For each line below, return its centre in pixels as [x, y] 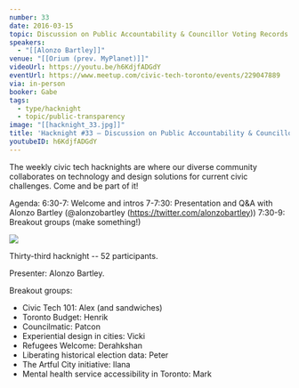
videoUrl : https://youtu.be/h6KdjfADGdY [85, 68]
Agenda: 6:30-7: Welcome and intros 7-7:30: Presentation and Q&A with [141, 203]
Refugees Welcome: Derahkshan [82, 345]
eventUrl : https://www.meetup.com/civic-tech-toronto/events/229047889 [145, 76]
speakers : [28, 42]
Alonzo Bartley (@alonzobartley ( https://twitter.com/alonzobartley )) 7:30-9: [147, 212]
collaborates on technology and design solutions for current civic [129, 176]
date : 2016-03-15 [41, 26]
